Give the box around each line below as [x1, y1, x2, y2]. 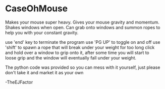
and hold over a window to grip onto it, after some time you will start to [5, 50, 150, 56]
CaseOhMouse [5, 3, 68, 14]
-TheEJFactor [5, 79, 33, 85]
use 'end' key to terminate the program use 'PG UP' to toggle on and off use [5, 39, 161, 45]
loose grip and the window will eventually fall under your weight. [5, 55, 136, 60]
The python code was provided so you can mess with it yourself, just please [5, 64, 161, 70]
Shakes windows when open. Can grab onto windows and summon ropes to [5, 24, 161, 30]
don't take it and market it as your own [5, 69, 84, 75]
